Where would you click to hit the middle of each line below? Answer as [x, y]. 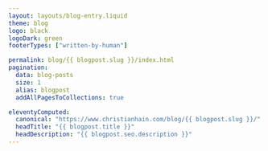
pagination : [28, 68]
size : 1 [29, 82]
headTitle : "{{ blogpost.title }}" [75, 127]
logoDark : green [35, 38]
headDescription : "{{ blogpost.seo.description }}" [104, 135]
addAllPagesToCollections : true [70, 97]
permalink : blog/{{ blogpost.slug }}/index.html [91, 60]
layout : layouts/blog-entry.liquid [68, 16]
